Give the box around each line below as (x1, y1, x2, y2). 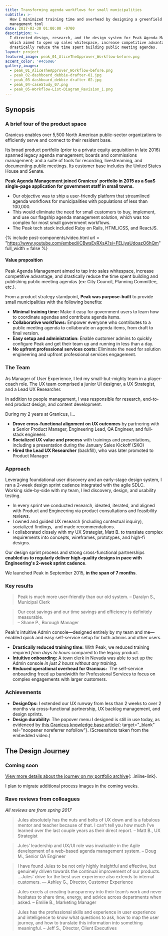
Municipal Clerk (17, 599, 50, 605)
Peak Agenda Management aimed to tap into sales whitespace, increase (5, 268, 154, 274)
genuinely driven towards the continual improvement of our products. (17, 868, 161, 874)
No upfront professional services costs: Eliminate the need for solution (12, 346, 161, 352)
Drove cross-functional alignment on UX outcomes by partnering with (12, 420, 160, 427)
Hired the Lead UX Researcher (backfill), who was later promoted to (12, 447, 154, 453)
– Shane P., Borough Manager (17, 620, 79, 626)
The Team (5, 364, 30, 371)
